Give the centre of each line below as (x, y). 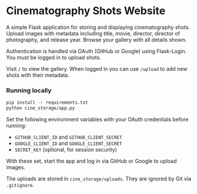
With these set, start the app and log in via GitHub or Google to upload (91, 161)
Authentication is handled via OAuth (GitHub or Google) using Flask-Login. (96, 51)
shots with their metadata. (38, 75)
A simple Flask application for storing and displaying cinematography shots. (98, 27)
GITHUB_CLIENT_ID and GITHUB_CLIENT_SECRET (68, 137)
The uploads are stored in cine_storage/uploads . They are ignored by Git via (99, 179)
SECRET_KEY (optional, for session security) (66, 149)
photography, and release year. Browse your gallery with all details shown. (96, 40)
